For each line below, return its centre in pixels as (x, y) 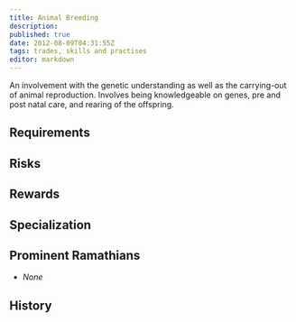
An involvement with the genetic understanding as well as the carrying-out (148, 85)
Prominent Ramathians (75, 255)
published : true (40, 34)
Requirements (50, 133)
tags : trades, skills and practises (78, 51)
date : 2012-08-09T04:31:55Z (62, 43)
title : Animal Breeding (54, 18)
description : (34, 26)
